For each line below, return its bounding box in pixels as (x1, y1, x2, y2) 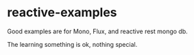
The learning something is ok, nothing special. (7, 40, 138, 48)
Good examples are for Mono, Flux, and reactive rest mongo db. (7, 27, 189, 35)
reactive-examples (7, 5, 118, 20)
